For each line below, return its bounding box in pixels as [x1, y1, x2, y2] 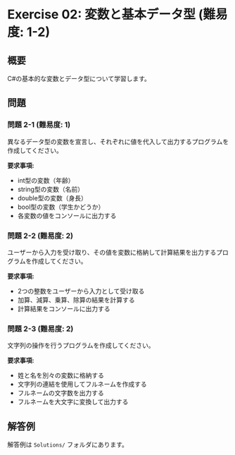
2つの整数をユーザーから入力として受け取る [17, 286, 145, 295]
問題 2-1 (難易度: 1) [7, 120, 71, 130]
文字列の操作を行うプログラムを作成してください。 [7, 341, 155, 350]
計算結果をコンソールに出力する [17, 304, 110, 313]
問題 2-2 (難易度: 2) [7, 231, 74, 241]
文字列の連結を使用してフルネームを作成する [17, 380, 147, 389]
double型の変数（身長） [17, 193, 88, 202]
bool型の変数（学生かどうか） [17, 202, 105, 211]
